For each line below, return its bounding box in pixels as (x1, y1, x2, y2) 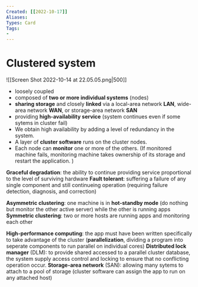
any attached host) (6, 274, 52, 282)
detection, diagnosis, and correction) (6, 188, 97, 195)
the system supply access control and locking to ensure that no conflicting (6, 255, 189, 263)
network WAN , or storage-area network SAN (27, 107, 138, 114)
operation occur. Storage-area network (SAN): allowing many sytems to (6, 261, 184, 269)
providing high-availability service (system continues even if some (14, 113, 181, 120)
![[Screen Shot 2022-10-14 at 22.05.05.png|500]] (6, 76, 127, 83)
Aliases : (6, 14, 28, 20)
